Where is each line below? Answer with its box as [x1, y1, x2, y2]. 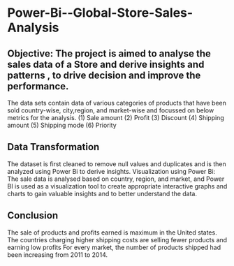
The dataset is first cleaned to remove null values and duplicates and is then [7, 159, 226, 168]
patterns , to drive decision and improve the [7, 69, 201, 81]
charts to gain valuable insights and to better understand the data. [7, 189, 198, 198]
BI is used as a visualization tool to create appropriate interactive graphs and [7, 182, 228, 190]
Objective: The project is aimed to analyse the [7, 47, 212, 59]
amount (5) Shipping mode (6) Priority [7, 121, 117, 129]
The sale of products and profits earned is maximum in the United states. [7, 228, 218, 237]
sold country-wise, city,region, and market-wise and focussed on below [7, 106, 214, 114]
